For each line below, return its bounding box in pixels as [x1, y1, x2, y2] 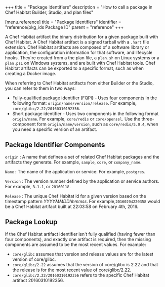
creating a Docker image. [5, 71, 57, 76]
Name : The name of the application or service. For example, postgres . [5, 168, 146, 174]
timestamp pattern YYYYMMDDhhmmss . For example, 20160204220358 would [5, 198, 160, 204]
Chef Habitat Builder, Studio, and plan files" [5, 9, 94, 15]
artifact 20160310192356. [12, 277, 64, 283]
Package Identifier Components [5, 141, 105, 149]
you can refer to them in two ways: [5, 85, 76, 91]
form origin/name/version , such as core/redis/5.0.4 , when [37, 121, 159, 127]
